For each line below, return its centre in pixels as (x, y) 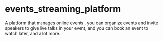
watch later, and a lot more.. (33, 33)
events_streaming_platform (63, 9)
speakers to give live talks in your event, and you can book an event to (77, 28)
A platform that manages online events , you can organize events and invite (81, 23)
